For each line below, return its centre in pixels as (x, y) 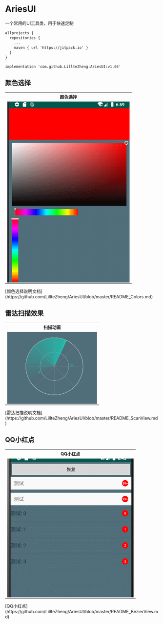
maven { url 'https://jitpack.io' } (51, 47)
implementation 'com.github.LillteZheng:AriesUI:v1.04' (63, 67)
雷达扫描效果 (24, 313)
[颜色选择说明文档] (24, 291)
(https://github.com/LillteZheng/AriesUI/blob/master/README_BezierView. (80, 612)
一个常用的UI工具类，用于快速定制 (40, 23)
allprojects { (20, 33)
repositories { (25, 38)
